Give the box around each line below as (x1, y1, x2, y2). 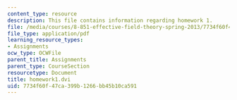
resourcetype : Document (7, 69, 78, 76)
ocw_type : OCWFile (7, 50, 61, 57)
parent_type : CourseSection (7, 63, 90, 70)
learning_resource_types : (7, 37, 83, 44)
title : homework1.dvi (7, 75, 71, 83)
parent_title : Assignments (7, 56, 87, 63)
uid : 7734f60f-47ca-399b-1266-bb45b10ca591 (7, 82, 138, 89)
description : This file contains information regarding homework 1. (7, 17, 213, 24)
